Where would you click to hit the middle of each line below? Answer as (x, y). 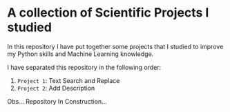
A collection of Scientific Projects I (108, 13)
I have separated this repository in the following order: (84, 67)
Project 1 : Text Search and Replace (68, 80)
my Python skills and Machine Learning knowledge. (80, 54)
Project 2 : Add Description (56, 88)
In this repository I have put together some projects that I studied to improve (115, 46)
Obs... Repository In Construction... (57, 101)
